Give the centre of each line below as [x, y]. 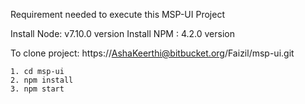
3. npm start [37, 89]
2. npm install [42, 80]
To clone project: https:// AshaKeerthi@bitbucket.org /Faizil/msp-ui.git [152, 53]
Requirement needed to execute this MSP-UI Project [117, 14]
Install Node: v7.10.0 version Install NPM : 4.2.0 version [122, 33]
